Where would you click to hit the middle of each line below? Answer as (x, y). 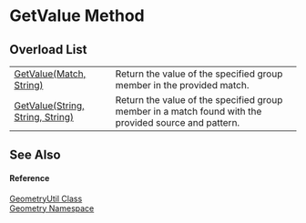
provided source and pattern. (178, 122)
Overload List (48, 50)
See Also (35, 155)
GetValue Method (77, 16)
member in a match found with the (189, 111)
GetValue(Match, (50, 74)
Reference (30, 177)
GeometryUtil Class (46, 198)
